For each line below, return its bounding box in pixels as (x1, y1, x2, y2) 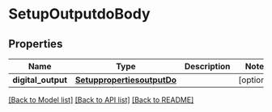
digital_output (12, 74, 67, 85)
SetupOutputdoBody (8, 5, 151, 23)
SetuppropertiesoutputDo (74, 74, 176, 85)
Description (184, 61, 231, 72)
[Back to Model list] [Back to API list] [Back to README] (8, 95, 194, 105)
